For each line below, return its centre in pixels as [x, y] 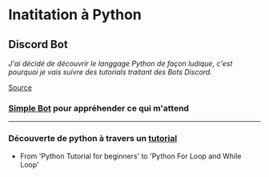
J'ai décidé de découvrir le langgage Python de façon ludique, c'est [120, 63]
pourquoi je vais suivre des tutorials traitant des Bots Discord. [110, 72]
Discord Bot [38, 44]
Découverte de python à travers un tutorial [93, 139]
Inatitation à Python [75, 15]
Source [20, 87]
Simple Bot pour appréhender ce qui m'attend [99, 108]
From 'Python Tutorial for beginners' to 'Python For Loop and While [130, 156]
